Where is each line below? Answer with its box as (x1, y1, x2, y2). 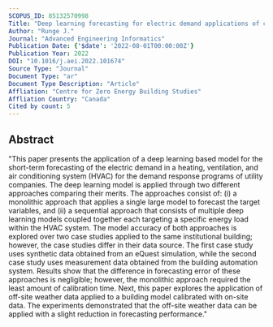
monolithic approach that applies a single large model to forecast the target (8, 196, 260, 207)
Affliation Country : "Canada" (8, 95, 111, 103)
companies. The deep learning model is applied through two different (8, 179, 240, 189)
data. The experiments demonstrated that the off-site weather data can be (8, 300, 258, 310)
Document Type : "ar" (8, 72, 79, 80)
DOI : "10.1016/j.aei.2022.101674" (8, 58, 126, 66)
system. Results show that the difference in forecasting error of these (8, 265, 241, 276)
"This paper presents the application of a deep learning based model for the (8, 153, 263, 163)
